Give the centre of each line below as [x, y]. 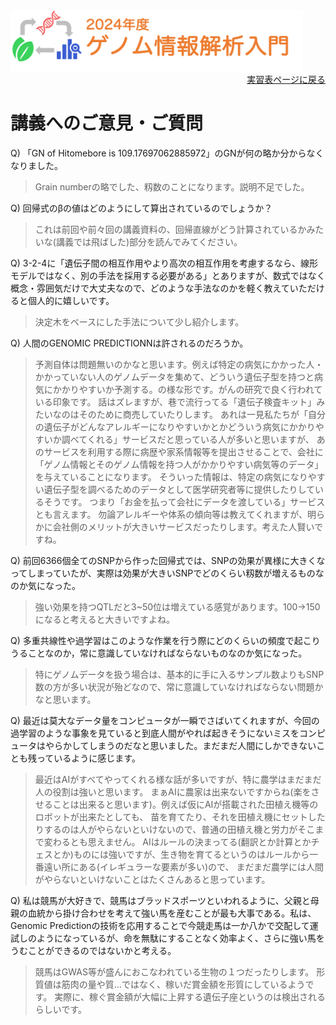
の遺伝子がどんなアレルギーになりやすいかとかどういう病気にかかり [175, 426]
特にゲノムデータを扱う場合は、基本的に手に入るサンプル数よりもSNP [179, 674]
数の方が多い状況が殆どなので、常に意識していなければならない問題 [174, 686]
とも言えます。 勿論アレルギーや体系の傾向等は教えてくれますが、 [171, 514]
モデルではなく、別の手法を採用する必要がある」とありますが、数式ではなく [168, 275]
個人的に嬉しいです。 [71, 300]
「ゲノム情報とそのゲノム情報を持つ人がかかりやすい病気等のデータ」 [179, 464]
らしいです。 [60, 1009]
